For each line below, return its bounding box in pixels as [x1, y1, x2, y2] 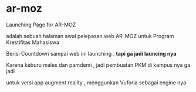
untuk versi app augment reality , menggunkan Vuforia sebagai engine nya [6, 79, 187, 86]
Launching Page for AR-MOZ [6, 21, 76, 28]
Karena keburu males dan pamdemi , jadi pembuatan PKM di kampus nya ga [6, 61, 191, 69]
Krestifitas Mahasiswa [6, 39, 60, 46]
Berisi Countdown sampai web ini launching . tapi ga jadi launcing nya [6, 50, 177, 57]
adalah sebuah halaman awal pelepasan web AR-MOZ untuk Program [6, 32, 174, 39]
